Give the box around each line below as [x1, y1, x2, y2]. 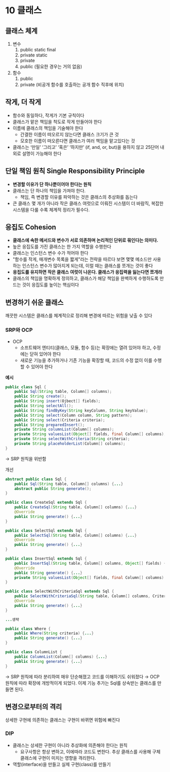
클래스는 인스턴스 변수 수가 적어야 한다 [12, 250, 89, 256]
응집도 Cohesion [5, 223, 57, 232]
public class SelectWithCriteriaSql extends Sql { [5, 589, 114, 594]
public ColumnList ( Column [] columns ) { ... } [14, 654, 108, 659]
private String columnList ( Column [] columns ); [14, 427, 114, 432]
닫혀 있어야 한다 [29, 351, 61, 357]
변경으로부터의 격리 [5, 702, 62, 711]
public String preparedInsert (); [14, 422, 85, 427]
